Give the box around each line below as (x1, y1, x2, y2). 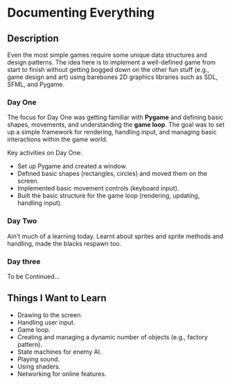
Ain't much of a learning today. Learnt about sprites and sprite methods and (7, 232, 224, 240)
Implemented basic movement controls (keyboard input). (17, 184, 179, 192)
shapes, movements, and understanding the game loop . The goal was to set (7, 120, 225, 129)
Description (7, 33, 59, 44)
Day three (7, 256, 41, 266)
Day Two (7, 216, 37, 226)
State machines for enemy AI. (17, 348, 102, 356)
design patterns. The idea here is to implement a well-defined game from (7, 58, 216, 66)
